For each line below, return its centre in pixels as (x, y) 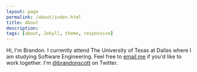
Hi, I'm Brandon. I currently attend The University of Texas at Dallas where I (99, 50)
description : (22, 28)
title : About (22, 22)
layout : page (22, 12)
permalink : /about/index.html (44, 17)
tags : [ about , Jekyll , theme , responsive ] (60, 34)
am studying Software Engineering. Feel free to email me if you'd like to (94, 57)
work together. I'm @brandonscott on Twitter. (62, 63)
